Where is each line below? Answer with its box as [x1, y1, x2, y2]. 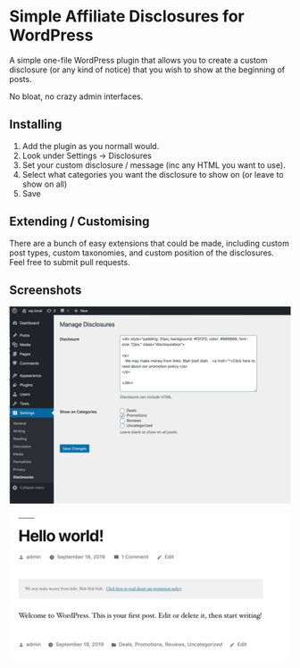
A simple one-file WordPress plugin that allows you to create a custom [9, 54, 268, 65]
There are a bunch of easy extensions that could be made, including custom [9, 238, 290, 248]
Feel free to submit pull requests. [9, 256, 131, 267]
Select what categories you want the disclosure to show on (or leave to [21, 169, 284, 180]
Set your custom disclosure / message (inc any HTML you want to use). [21, 159, 286, 171]
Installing [9, 117, 62, 132]
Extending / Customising [9, 214, 150, 230]
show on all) [21, 179, 68, 189]
